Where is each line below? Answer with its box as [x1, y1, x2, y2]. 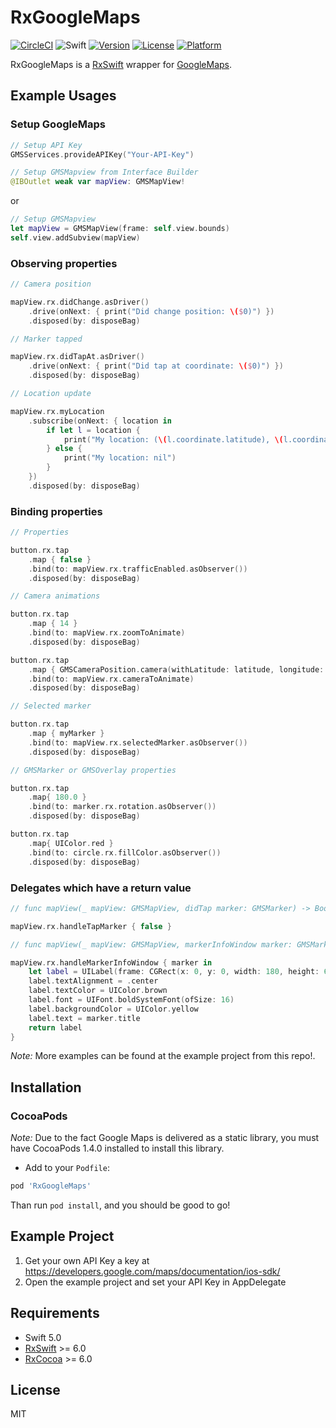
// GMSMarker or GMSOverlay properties [10, 765, 177, 775]
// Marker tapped [10, 334, 83, 344]
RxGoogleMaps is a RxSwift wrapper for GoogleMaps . [10, 58, 233, 70]
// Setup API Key [10, 140, 83, 150]
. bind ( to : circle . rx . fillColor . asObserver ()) [28, 847, 222, 858]
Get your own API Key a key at [24, 1254, 150, 1266]
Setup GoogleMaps [10, 117, 106, 131]
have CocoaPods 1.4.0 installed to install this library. [10, 1142, 225, 1155]
